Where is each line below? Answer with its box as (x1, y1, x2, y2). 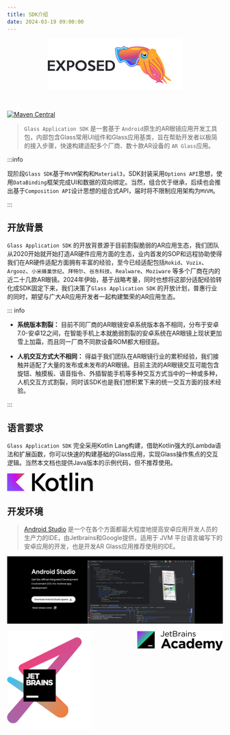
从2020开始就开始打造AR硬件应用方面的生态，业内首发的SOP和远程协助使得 (7, 250, 222, 258)
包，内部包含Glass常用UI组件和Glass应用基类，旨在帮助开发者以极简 (23, 132, 218, 141)
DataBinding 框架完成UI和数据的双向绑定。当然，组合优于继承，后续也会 (13, 178, 215, 186)
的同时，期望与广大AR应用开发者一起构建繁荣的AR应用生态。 (7, 292, 179, 301)
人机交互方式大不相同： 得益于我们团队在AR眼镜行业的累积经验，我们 (16, 352, 214, 360)
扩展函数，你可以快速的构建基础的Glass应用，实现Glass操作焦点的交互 (18, 450, 218, 458)
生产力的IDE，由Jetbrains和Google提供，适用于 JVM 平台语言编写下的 (23, 533, 223, 541)
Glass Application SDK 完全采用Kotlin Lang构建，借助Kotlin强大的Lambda (7, 441, 216, 450)
